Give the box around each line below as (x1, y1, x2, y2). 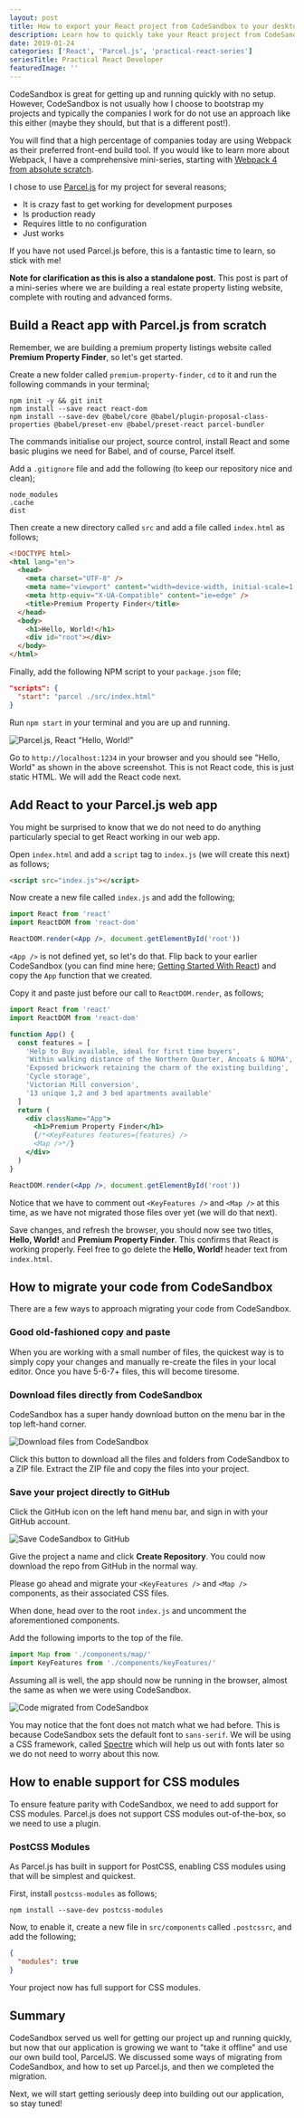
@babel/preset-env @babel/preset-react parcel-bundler (53, 420, 265, 429)
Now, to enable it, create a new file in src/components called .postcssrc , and (9, 1922, 292, 1932)
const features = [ (17, 1038, 91, 1047)
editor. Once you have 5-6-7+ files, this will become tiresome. (9, 1366, 240, 1377)
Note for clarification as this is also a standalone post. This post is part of (9, 272, 289, 283)
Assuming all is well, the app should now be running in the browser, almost (9, 1674, 288, 1685)
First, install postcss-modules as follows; (9, 1888, 157, 1899)
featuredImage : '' (9, 64, 79, 73)
